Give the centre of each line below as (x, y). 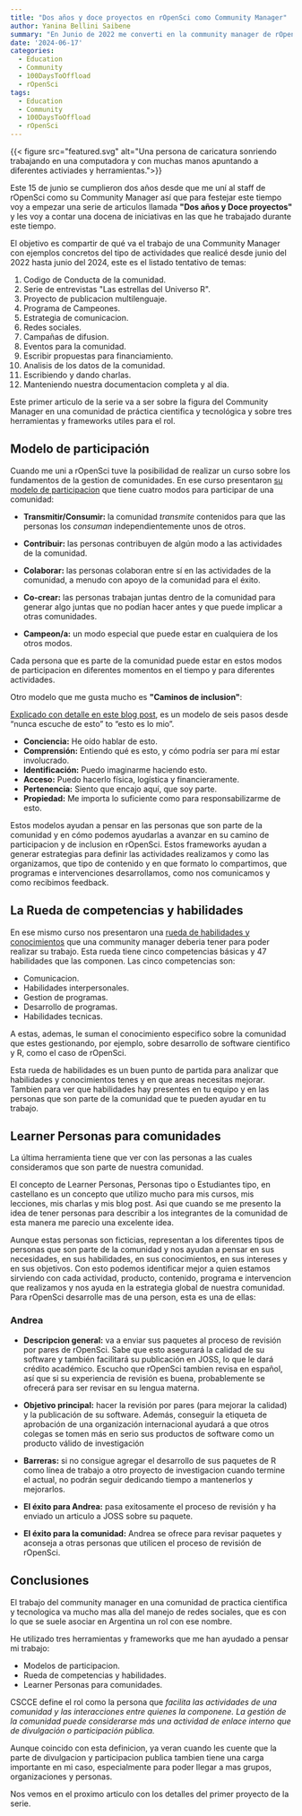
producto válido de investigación (83, 1443)
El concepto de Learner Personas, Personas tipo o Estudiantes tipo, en (141, 1185)
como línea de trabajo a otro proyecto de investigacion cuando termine (154, 1470)
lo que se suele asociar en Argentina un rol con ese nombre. (121, 1621)
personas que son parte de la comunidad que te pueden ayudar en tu (138, 1098)
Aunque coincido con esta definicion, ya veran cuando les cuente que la (143, 1748)
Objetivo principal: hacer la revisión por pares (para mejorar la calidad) (155, 1405)
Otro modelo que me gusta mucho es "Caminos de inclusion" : (126, 696)
